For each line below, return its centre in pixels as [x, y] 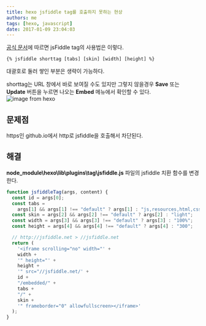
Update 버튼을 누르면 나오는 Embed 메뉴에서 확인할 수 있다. [79, 92]
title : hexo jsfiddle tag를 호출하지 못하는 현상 [64, 12]
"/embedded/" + [37, 283]
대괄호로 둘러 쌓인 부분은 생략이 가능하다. [55, 71]
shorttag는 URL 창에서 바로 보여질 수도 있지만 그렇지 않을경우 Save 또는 [93, 84]
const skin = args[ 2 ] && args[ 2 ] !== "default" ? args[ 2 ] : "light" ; [103, 215]
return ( [23, 243]
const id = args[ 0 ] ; [38, 198]
